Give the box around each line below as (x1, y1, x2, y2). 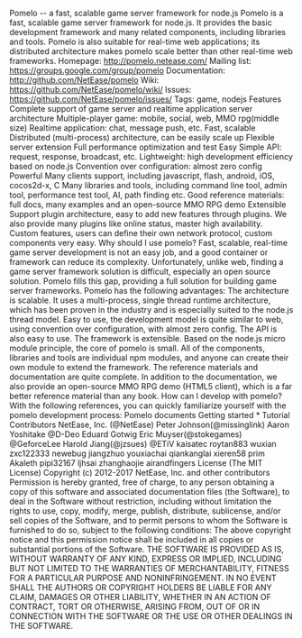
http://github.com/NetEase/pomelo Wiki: (9, 75, 160, 85)
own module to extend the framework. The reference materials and (9, 362, 259, 372)
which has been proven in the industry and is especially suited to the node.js (9, 305, 294, 314)
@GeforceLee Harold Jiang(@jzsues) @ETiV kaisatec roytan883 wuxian (9, 439, 277, 449)
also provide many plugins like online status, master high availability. (9, 218, 263, 229)
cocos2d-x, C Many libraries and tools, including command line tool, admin (9, 180, 288, 190)
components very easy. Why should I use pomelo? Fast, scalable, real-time (9, 238, 288, 248)
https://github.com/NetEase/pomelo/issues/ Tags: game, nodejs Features (9, 94, 282, 105)
